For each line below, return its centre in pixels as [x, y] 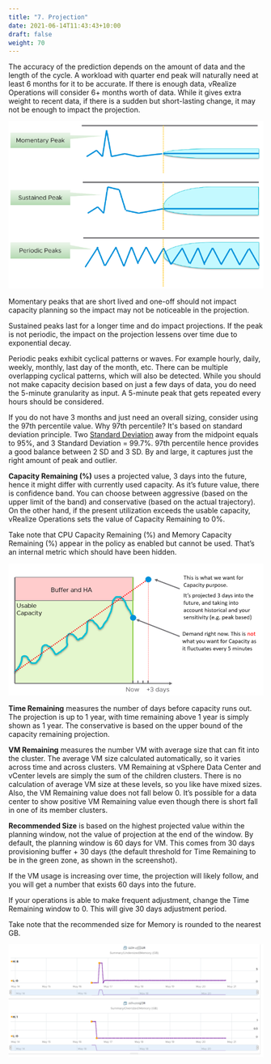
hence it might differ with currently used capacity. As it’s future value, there [134, 485]
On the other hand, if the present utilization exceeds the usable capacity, [129, 511]
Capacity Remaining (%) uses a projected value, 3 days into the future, [127, 476]
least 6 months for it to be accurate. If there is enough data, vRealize [123, 84]
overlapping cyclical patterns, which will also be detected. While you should [135, 376]
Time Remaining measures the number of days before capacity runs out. [130, 708]
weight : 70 [27, 43]
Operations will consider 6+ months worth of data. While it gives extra [125, 92]
